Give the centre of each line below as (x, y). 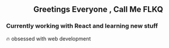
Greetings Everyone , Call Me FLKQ (98, 10)
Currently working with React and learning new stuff (82, 26)
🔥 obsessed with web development (49, 38)
